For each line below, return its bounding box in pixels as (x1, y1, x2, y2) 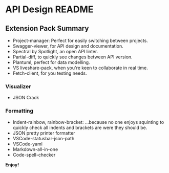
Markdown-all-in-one (12, 146, 58, 152)
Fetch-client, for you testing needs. (12, 70, 87, 76)
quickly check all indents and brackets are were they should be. (12, 124, 147, 131)
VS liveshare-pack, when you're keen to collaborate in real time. (12, 65, 148, 71)
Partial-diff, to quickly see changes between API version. (12, 54, 133, 60)
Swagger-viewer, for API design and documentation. (12, 43, 124, 49)
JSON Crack (12, 95, 39, 101)
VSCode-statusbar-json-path (12, 135, 75, 141)
